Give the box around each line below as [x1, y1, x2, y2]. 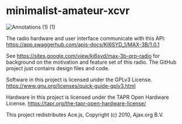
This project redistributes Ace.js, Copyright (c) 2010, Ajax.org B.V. [6, 111, 164, 118]
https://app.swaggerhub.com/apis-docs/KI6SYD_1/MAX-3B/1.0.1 [6, 41, 160, 48]
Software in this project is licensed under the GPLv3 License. [6, 76, 153, 83]
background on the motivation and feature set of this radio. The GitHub [6, 58, 177, 66]
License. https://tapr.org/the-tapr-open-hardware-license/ [6, 99, 146, 106]
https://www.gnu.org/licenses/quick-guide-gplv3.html [6, 82, 136, 89]
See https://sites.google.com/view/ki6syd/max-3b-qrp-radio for [6, 52, 160, 59]
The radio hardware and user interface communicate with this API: [6, 35, 166, 42]
